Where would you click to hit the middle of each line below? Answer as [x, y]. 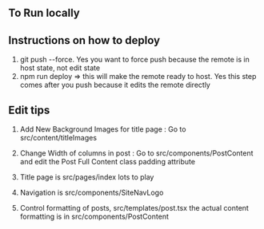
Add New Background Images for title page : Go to [103, 129]
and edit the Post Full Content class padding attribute [108, 162]
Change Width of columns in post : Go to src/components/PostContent [136, 153]
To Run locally [44, 13]
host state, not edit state [60, 68]
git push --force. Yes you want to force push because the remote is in [134, 60]
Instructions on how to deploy [84, 40]
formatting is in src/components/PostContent [94, 217]
